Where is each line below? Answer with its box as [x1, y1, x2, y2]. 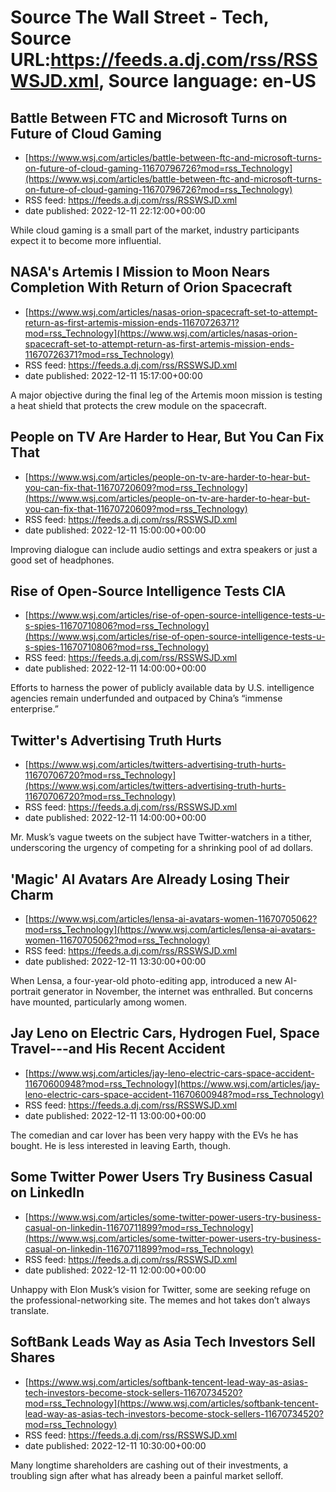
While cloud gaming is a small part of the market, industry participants [10, 224, 300, 236]
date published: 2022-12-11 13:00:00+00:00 [24, 1109, 207, 1121]
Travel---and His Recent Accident [10, 1041, 226, 1058]
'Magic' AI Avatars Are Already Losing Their [10, 871, 290, 888]
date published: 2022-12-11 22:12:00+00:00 [24, 205, 206, 216]
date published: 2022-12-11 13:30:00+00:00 [24, 956, 207, 968]
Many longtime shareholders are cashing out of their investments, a [10, 1459, 289, 1471]
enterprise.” [10, 703, 59, 715]
